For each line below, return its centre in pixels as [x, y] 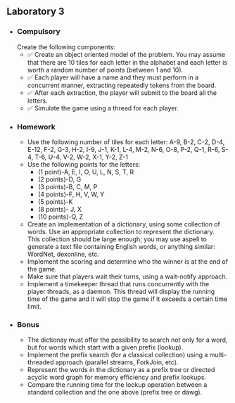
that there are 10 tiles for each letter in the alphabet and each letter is [127, 62]
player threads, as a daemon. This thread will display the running [121, 291]
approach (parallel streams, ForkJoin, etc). [117, 362]
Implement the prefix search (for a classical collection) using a [118, 355]
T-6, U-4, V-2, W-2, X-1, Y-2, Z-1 [81, 157]
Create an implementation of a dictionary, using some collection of [124, 224]
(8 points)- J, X [60, 209]
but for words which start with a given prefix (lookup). [105, 347]
